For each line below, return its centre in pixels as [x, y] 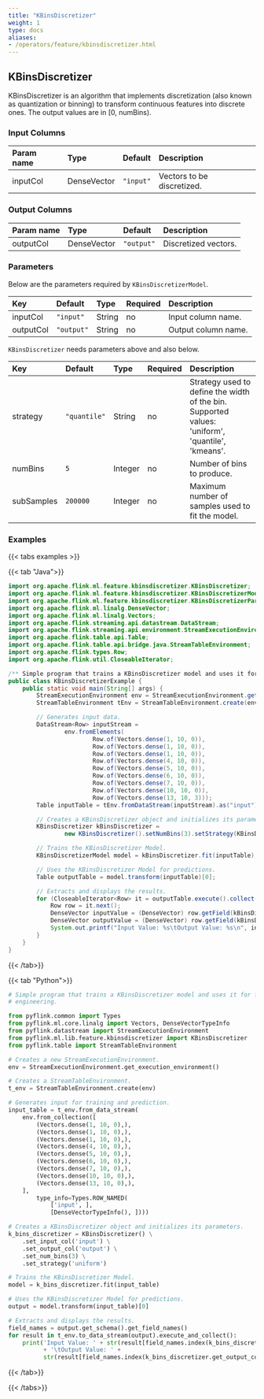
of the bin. [209, 401]
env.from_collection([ [59, 1117]
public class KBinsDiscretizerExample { [75, 681]
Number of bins [218, 463]
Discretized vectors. [200, 243]
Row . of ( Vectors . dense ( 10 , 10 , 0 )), [151, 790]
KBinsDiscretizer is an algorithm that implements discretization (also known [130, 95]
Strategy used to [220, 381]
